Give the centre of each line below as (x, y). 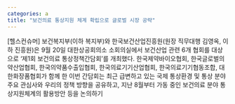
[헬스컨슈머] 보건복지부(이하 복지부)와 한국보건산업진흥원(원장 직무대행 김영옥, (114, 41)
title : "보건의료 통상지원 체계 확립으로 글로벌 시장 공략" (81, 20)
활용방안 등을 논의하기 (73, 93)
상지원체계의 (25, 93)
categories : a (28, 14)
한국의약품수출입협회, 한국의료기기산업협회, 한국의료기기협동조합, (128, 67)
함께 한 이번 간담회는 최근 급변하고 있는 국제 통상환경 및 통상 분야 (137, 76)
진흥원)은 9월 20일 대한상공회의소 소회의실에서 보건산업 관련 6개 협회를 (112, 50)
